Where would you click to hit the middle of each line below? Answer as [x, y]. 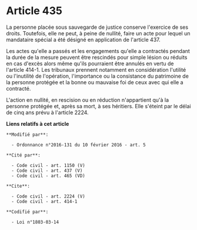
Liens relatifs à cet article [38, 124]
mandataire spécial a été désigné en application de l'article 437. [83, 39]
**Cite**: [18, 186]
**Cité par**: [24, 155]
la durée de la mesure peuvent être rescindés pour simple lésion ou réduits [97, 57]
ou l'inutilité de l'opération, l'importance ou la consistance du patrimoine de [98, 76]
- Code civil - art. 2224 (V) [48, 196]
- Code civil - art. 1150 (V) [48, 165]
